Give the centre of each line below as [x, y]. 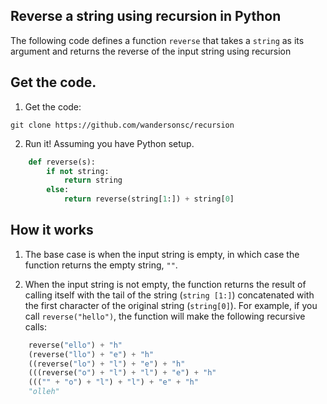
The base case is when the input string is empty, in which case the [162, 254]
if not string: [78, 171]
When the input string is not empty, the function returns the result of [165, 284]
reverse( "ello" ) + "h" [75, 345]
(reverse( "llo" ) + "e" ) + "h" [91, 354]
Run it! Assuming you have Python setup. [109, 143]
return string [93, 180]
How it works [52, 230]
